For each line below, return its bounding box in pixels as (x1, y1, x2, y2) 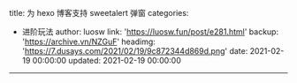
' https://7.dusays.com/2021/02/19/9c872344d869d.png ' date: (21, 46, 248, 56)
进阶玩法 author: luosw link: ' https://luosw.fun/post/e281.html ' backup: (21, 26, 279, 37)
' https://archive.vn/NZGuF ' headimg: (21, 36, 156, 47)
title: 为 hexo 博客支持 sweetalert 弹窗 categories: (9, 8, 189, 18)
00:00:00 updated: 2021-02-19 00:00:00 (32, 56, 181, 65)
